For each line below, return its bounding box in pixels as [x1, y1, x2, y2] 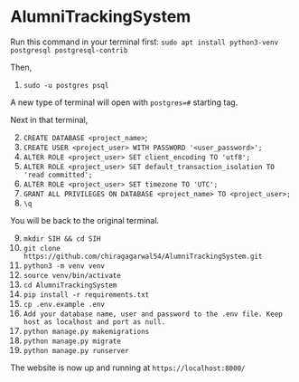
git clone [23, 244, 61, 253]
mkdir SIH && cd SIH [23, 234, 101, 244]
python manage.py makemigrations [23, 327, 150, 336]
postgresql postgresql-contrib [10, 45, 128, 55]
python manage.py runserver [23, 346, 129, 355]
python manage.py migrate [23, 337, 121, 346]
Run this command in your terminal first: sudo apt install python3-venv [10, 36, 279, 47]
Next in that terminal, [10, 114, 89, 125]
